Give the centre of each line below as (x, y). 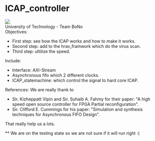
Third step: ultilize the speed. (41, 51)
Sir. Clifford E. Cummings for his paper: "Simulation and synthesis (77, 109)
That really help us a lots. (30, 124)
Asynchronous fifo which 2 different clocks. (55, 75)
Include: (13, 60)
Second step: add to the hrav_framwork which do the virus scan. (76, 46)
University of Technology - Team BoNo (44, 27)
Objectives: (16, 31)
